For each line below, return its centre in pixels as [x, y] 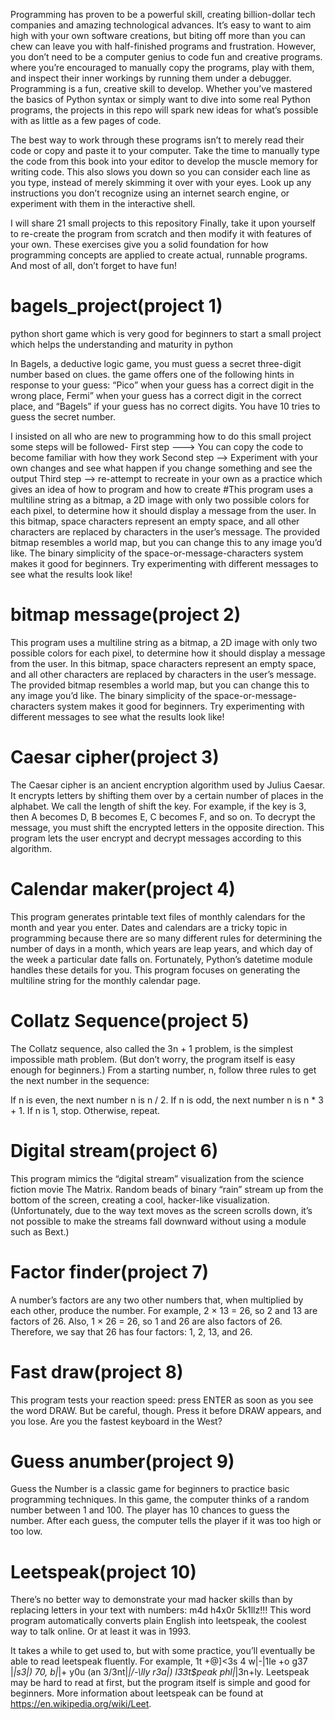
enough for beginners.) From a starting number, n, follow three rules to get [163, 1070]
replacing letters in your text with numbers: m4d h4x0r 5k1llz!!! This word [161, 1610]
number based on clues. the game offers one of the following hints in [152, 374]
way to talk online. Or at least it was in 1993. [101, 1631]
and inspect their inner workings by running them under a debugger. [151, 78]
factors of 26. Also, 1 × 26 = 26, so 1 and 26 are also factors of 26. [146, 1321]
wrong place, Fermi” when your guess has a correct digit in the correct [156, 395]
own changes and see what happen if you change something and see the [161, 468]
